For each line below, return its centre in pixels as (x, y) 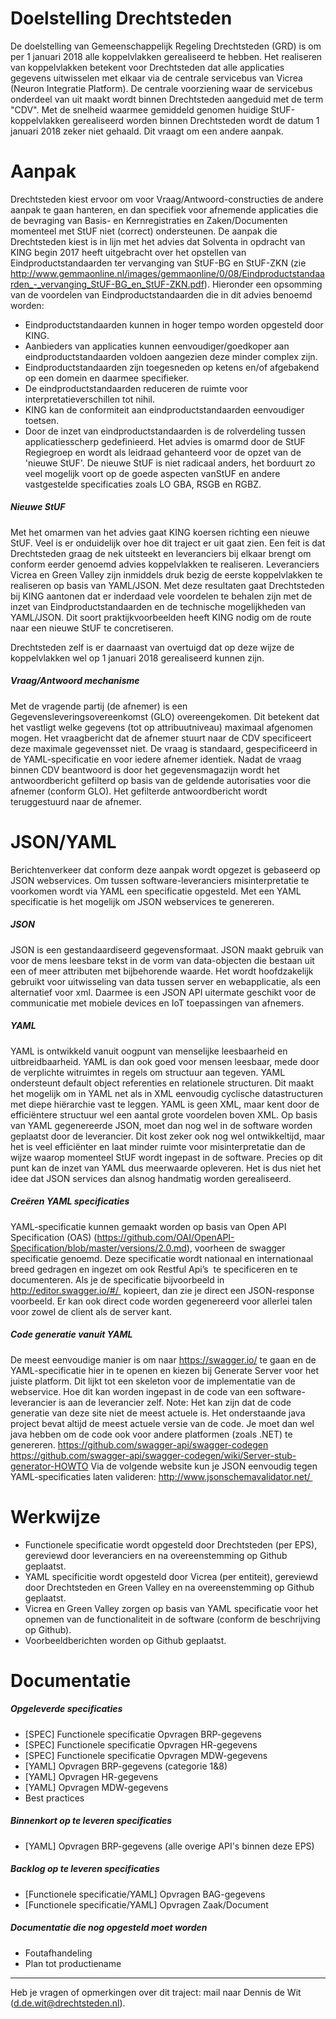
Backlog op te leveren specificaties (85, 1869)
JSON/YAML (63, 842)
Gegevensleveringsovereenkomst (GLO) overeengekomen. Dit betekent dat (165, 716)
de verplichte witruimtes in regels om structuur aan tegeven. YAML (148, 1072)
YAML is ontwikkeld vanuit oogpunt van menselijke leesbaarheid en (149, 1051)
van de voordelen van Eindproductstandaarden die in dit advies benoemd (161, 294)
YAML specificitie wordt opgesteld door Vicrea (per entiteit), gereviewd (171, 1576)
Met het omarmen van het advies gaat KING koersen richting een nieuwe (160, 532)
